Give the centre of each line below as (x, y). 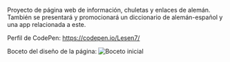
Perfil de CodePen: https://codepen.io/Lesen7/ (74, 38)
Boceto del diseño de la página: (52, 51)
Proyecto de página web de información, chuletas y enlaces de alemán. (109, 10)
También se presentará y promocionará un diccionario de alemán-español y (115, 17)
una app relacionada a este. (47, 24)
